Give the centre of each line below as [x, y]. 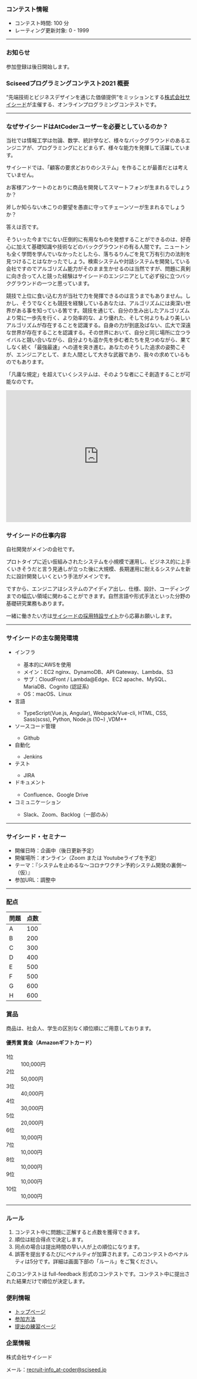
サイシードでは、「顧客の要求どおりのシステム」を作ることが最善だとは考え [97, 168]
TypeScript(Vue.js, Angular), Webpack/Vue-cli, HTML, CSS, [96, 713]
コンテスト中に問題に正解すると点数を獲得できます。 [79, 1232]
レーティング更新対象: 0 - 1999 [52, 31]
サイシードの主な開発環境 [42, 638]
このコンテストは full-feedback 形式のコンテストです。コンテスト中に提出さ [98, 1274]
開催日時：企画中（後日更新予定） [56, 851]
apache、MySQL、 [147, 679]
